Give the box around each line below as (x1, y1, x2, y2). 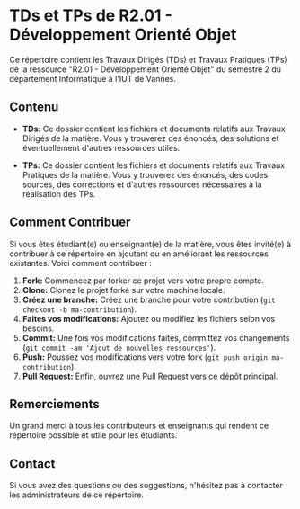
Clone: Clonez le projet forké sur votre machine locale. (22, 284, 225, 295)
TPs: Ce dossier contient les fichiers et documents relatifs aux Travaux (22, 159, 286, 171)
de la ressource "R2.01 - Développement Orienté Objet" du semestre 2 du (9, 64, 281, 75)
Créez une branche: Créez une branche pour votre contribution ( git (22, 294, 276, 305)
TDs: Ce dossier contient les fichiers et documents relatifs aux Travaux (22, 123, 286, 134)
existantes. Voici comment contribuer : (9, 257, 153, 268)
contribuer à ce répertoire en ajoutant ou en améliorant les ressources (9, 248, 269, 259)
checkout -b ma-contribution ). (22, 303, 137, 315)
